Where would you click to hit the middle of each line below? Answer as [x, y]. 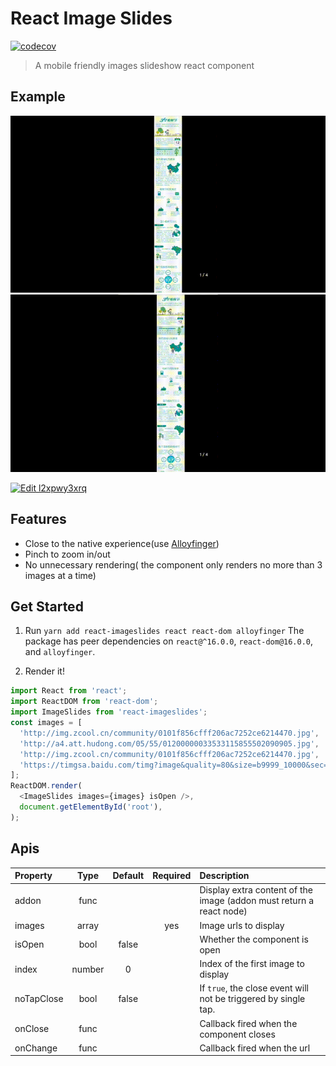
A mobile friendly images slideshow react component [144, 65]
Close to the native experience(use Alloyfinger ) [122, 543]
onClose [32, 1029]
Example [38, 97]
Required [172, 876]
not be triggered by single [252, 999]
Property [33, 876]
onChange [36, 1048]
